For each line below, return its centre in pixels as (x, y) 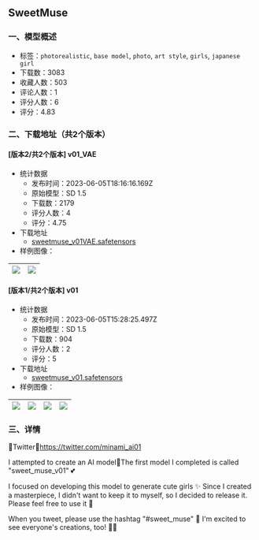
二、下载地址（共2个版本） (59, 134)
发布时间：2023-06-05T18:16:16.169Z (92, 183)
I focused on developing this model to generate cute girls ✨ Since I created (130, 486)
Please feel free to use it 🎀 (51, 504)
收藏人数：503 (43, 82)
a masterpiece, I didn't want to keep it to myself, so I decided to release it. (128, 495)
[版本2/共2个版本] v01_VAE (52, 155)
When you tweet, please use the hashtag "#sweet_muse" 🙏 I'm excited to (127, 519)
